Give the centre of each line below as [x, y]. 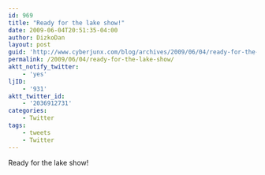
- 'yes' [35, 74]
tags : [17, 125]
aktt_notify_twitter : [44, 67]
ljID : [17, 81]
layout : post [30, 45]
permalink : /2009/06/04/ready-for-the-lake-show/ [91, 60]
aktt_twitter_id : [37, 96]
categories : [28, 111]
